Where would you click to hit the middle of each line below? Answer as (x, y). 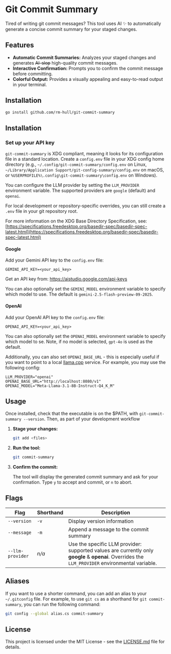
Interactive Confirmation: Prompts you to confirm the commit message (88, 68)
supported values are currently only (111, 550)
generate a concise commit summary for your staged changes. (71, 29)
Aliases (17, 581)
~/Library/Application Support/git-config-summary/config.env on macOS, (85, 170)
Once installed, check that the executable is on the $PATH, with (72, 414)
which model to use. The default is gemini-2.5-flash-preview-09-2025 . (79, 294)
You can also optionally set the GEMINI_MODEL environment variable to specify (85, 289)
